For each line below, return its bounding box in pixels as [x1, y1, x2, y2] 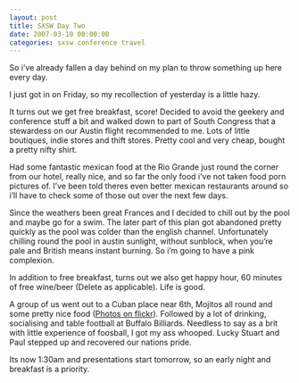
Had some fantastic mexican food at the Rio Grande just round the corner [9, 162, 279, 172]
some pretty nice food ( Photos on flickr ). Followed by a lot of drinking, [9, 309, 267, 320]
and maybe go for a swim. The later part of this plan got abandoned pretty [9, 217, 283, 228]
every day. [9, 72, 48, 83]
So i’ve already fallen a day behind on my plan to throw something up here [9, 62, 283, 73]
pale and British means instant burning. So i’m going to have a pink [9, 246, 254, 256]
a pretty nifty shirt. [9, 145, 78, 155]
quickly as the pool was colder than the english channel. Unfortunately [9, 227, 270, 237]
